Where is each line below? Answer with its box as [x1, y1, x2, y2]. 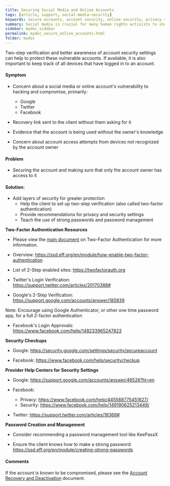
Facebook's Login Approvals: [12, 323, 74, 329]
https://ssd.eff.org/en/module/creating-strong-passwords [12, 447, 133, 453]
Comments [5, 459, 29, 465]
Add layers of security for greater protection [12, 195, 105, 201]
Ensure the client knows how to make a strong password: [12, 441, 132, 447]
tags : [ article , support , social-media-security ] [5, 12, 112, 17]
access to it [12, 172, 37, 179]
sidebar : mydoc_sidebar [5, 26, 56, 31]
